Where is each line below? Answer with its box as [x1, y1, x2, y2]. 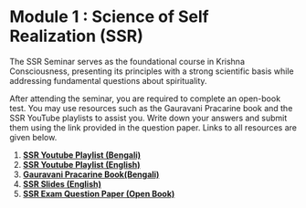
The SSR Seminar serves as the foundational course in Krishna [9, 56, 245, 67]
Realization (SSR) [9, 26, 143, 47]
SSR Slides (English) [22, 178, 102, 189]
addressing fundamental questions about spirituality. [9, 75, 207, 86]
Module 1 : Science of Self [9, 6, 209, 27]
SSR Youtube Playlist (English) [22, 159, 141, 170]
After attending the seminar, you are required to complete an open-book [9, 93, 281, 104]
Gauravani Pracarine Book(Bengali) [22, 169, 160, 180]
